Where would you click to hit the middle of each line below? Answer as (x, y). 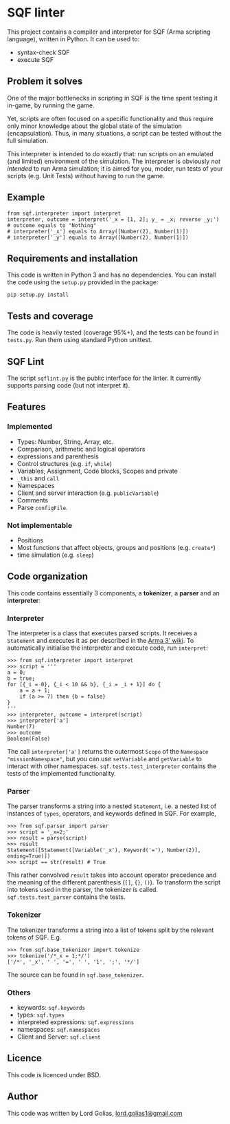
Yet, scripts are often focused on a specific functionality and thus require (110, 118)
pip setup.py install (38, 295)
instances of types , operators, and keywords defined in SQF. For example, (112, 814)
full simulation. (28, 140)
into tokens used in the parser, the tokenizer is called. (83, 890)
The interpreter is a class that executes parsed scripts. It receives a (102, 633)
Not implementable (40, 525)
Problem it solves (45, 82)
